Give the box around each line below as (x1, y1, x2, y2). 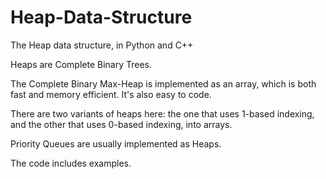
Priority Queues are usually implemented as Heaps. (10, 137, 222, 150)
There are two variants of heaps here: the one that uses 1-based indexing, (10, 107, 315, 120)
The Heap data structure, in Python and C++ (10, 39, 194, 51)
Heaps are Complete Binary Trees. (10, 58, 153, 70)
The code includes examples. (10, 157, 132, 169)
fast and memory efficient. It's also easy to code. (10, 88, 212, 100)
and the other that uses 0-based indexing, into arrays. (10, 118, 233, 130)
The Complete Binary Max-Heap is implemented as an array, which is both (10, 77, 317, 90)
